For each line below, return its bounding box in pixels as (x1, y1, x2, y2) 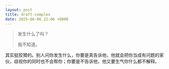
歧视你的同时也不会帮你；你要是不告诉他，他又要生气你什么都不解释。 (14, 58, 159, 64)
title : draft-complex (5, 12, 51, 17)
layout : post (5, 7, 33, 12)
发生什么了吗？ (17, 31, 49, 37)
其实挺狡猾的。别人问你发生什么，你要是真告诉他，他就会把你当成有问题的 (5, 52, 159, 58)
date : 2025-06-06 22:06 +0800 (5, 16, 69, 21)
